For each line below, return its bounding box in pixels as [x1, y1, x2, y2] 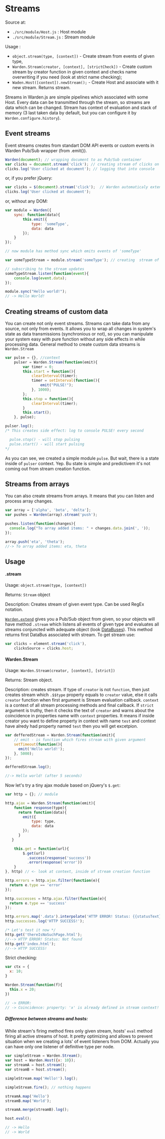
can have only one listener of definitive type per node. [5, 1044, 114, 1050]
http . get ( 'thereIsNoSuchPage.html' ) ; [5, 932, 82, 937]
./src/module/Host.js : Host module [12, 29, 86, 34]
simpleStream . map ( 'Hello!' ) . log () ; [5, 1076, 78, 1081]
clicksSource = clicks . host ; [14, 646, 74, 651]
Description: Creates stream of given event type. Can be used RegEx [5, 602, 144, 607]
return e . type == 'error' [9, 882, 63, 887]
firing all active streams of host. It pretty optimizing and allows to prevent [5, 1033, 153, 1039]
